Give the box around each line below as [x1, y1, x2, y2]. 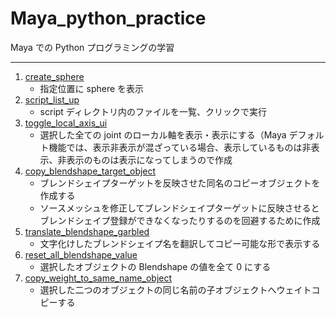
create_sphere [24, 70, 85, 82]
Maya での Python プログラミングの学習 [10, 41, 175, 53]
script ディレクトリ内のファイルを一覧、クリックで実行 [39, 105, 267, 117]
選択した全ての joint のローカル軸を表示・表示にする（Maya [39, 128, 287, 141]
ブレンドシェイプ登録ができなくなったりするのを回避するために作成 [39, 214, 321, 226]
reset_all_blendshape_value [24, 248, 138, 261]
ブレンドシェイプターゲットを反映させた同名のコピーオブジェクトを [39, 177, 321, 189]
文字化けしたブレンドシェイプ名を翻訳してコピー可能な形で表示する [39, 237, 321, 249]
